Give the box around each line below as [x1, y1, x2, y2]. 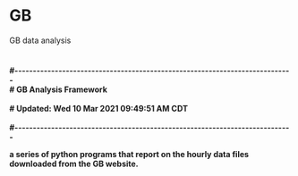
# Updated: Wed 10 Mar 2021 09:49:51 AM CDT [9, 103, 188, 113]
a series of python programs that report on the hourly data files [9, 148, 249, 159]
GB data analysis [9, 35, 72, 46]
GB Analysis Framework [16, 84, 107, 95]
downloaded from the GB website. [9, 158, 139, 169]
